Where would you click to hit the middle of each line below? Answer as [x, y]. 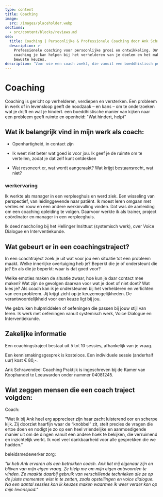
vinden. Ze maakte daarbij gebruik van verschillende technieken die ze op [79, 474]
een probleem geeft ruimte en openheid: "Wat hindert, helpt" [66, 117]
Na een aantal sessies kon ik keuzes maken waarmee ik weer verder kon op [81, 484]
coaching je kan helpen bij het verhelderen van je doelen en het [82, 55]
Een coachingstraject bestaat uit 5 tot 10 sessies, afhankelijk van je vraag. [79, 345]
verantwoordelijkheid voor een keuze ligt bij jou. [53, 299]
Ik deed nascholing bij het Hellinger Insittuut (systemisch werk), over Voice [80, 226]
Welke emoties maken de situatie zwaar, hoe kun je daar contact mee [74, 278]
